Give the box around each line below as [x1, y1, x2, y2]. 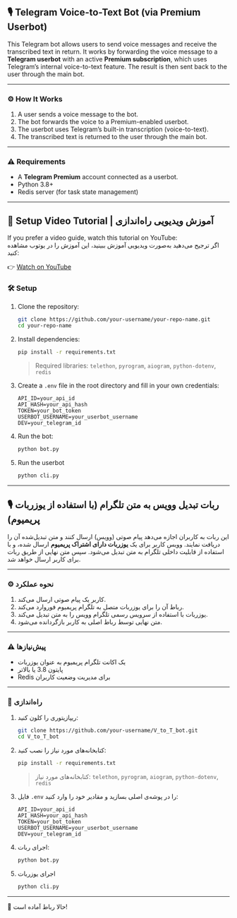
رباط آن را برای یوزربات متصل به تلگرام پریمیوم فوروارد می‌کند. [17, 603, 185, 611]
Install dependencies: [17, 335, 80, 344]
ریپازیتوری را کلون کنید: [17, 713, 79, 722]
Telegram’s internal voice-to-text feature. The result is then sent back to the [7, 62, 228, 71]
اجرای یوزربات [17, 869, 56, 878]
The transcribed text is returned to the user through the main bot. [17, 133, 207, 141]
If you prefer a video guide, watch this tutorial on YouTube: [7, 234, 178, 242]
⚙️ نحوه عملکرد [7, 579, 54, 588]
